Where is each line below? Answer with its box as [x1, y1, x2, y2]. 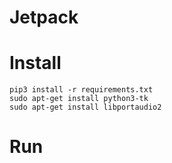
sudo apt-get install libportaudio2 [9, 102, 162, 113]
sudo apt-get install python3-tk [9, 94, 149, 104]
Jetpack [9, 6, 79, 29]
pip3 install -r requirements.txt [9, 85, 154, 95]
